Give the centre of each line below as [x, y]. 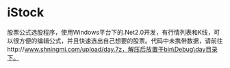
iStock [26, 13]
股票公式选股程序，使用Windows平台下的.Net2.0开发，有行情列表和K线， [111, 32]
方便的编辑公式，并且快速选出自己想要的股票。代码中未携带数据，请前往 [121, 40]
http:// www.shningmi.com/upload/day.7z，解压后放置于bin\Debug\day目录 [112, 49]
